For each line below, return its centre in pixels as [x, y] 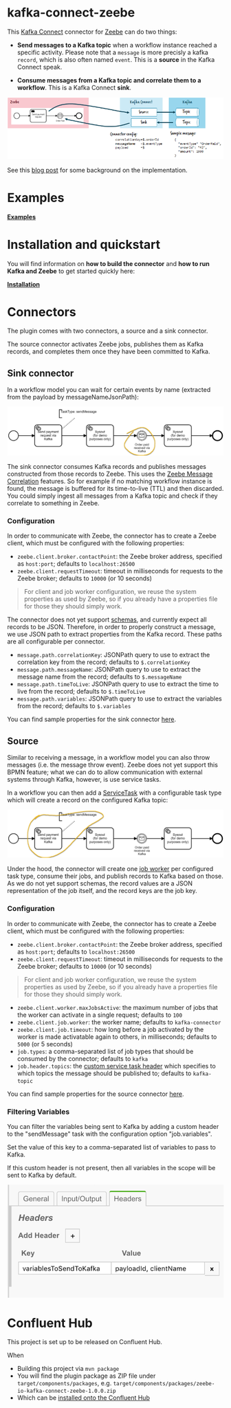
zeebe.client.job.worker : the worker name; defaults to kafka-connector [119, 1022]
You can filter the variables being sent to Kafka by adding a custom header [113, 1126]
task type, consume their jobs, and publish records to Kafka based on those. [115, 876]
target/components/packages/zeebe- [164, 1384]
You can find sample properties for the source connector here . [96, 1094]
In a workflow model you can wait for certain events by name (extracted [109, 390]
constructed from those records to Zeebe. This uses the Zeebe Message [110, 474]
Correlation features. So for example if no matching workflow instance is [110, 481]
